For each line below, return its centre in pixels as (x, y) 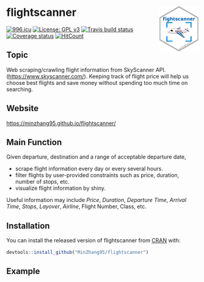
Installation (28, 226)
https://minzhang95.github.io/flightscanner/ (61, 123)
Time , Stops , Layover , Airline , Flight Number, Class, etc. (76, 206)
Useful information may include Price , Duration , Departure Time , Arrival (97, 200)
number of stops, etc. (42, 182)
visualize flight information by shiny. (60, 188)
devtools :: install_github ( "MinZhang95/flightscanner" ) (78, 253)
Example (23, 271)
